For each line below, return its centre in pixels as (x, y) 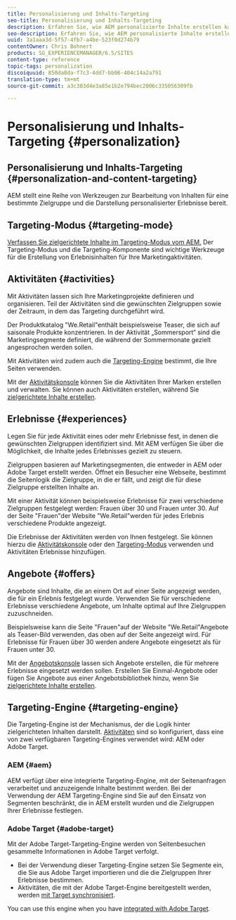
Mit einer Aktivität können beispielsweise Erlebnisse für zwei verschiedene (115, 500)
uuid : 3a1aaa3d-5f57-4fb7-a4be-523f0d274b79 (73, 40)
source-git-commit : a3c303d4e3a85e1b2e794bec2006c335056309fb (100, 86)
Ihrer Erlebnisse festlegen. (45, 810)
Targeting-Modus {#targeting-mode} (90, 225)
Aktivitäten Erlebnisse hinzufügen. (57, 552)
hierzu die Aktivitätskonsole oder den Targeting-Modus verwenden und (111, 544)
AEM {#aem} (30, 765)
